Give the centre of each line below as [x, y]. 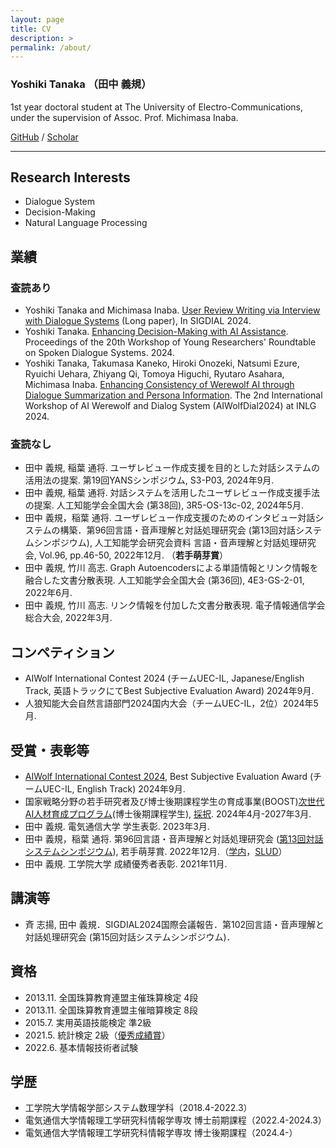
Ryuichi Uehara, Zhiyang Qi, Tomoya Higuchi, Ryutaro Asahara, [154, 374]
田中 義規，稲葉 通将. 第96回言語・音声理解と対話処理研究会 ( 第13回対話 [174, 838]
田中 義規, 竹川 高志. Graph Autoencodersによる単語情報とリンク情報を [171, 568]
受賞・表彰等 [50, 750]
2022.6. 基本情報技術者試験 [81, 1047]
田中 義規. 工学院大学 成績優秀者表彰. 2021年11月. [126, 863]
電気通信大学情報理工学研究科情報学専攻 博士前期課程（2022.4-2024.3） [175, 1120]
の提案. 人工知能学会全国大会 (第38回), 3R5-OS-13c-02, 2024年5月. [164, 505]
